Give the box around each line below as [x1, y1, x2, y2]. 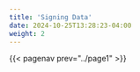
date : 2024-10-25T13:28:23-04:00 [9, 21, 132, 30]
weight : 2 [9, 29, 46, 38]
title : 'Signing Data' [9, 12, 92, 22]
